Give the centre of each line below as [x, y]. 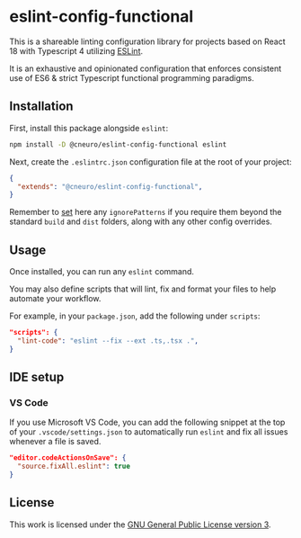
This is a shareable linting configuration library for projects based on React [147, 41]
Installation [41, 107]
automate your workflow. [55, 299]
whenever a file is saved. [55, 442]
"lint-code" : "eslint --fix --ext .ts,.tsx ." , [108, 341]
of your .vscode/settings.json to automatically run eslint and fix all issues [149, 432]
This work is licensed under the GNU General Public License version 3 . [140, 525]
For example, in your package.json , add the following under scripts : [135, 316]
